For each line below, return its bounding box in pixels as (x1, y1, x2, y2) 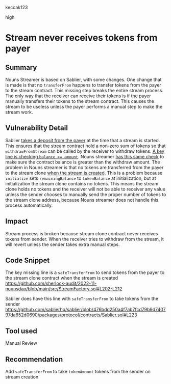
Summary (5, 63, 37, 72)
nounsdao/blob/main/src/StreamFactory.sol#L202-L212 (5, 286, 123, 292)
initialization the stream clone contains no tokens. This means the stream (5, 180, 159, 186)
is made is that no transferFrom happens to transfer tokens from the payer (5, 82, 162, 88)
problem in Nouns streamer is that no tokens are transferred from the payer (5, 164, 164, 170)
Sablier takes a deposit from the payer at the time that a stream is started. (5, 137, 160, 143)
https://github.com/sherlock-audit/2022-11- (5, 280, 97, 287)
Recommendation (5, 355, 63, 364)
